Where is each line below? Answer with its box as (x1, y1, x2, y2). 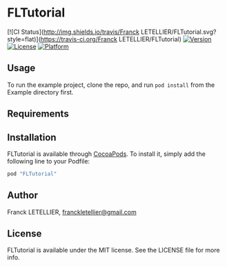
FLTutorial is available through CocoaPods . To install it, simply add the (7, 150, 206, 158)
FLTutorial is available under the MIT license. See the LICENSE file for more (7, 246, 220, 255)
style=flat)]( (7, 34, 41, 43)
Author (7, 190, 38, 201)
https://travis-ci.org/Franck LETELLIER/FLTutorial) (40, 34, 181, 43)
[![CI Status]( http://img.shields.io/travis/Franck (7, 28, 140, 36)
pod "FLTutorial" (7, 170, 57, 177)
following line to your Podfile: (7, 157, 90, 165)
